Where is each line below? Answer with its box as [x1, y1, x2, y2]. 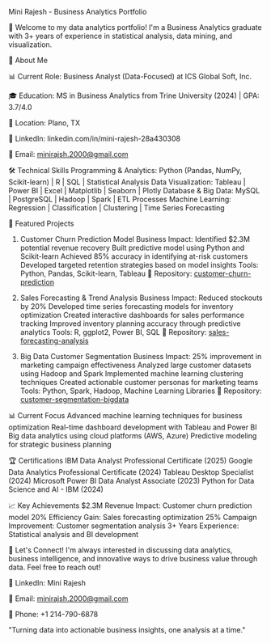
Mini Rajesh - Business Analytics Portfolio [8, 7, 147, 16]
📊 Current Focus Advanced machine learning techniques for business [8, 411, 243, 420]
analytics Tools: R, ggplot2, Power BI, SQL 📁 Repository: [19, 328, 207, 336]
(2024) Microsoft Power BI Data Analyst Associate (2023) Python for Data [8, 476, 255, 485]
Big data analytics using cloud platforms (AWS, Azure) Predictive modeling [8, 431, 257, 440]
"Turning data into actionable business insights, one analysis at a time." [8, 625, 246, 634]
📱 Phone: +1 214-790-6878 [8, 610, 99, 619]
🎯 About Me [8, 56, 49, 65]
